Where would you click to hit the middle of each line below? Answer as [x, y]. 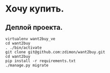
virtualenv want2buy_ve [30, 39]
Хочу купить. [35, 9]
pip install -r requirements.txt [41, 61]
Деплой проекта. [34, 27]
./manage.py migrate [27, 65]
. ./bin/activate [24, 48]
